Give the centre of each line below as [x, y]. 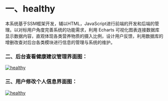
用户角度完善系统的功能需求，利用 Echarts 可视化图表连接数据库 [93, 29]
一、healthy [30, 9]
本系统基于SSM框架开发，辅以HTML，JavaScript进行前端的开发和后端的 [80, 23]
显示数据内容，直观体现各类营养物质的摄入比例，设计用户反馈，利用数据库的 [84, 36]
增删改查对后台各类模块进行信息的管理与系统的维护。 [60, 42]
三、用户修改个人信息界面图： [41, 81]
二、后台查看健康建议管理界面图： [46, 56]
